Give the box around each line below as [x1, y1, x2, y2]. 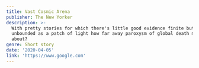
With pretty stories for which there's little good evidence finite [11, 25, 184, 31]
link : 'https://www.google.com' [6, 53, 86, 59]
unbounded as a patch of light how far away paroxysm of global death [11, 31, 190, 37]
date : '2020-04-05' [6, 47, 54, 53]
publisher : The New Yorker [6, 14, 73, 20]
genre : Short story [6, 42, 54, 48]
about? [11, 36, 28, 42]
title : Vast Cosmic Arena [6, 8, 70, 15]
